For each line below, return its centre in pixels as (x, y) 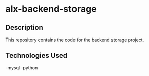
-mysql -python (22, 68)
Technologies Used (36, 55)
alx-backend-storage (51, 9)
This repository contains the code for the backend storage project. (75, 40)
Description (24, 28)
